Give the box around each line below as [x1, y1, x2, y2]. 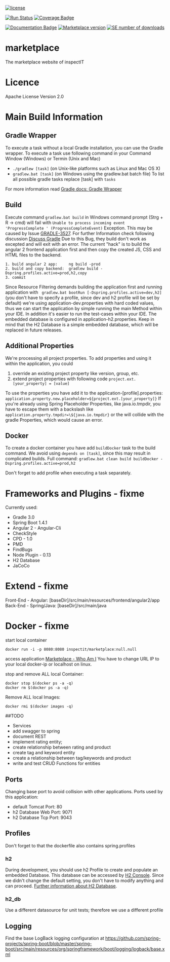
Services [12, 723, 31, 729]
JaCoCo [12, 563, 30, 569]
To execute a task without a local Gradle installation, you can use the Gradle [5, 144, 163, 151]
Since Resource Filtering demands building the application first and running [5, 284, 162, 290]
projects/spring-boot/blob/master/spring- [5, 941, 92, 947]
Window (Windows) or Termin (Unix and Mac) [5, 155, 101, 162]
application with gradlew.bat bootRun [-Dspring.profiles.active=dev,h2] [5, 289, 162, 295]
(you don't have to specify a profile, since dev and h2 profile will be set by [5, 294, 160, 301]
